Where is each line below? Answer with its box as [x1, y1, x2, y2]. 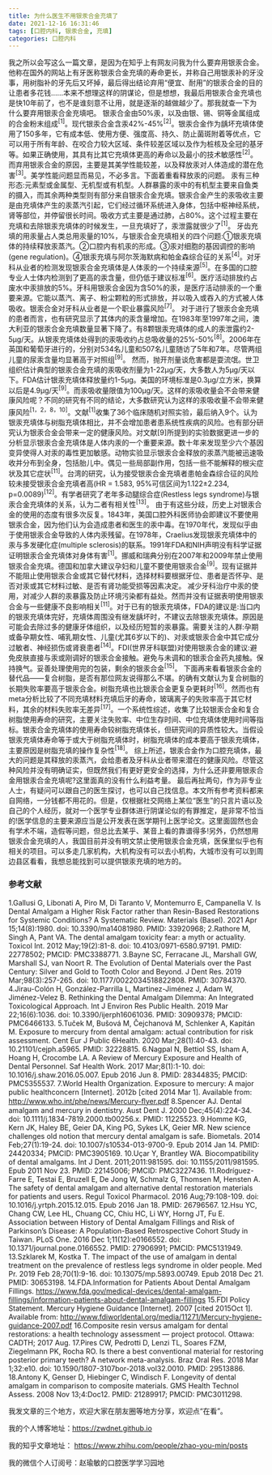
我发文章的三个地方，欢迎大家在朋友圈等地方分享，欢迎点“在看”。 [8, 1406, 228, 1416]
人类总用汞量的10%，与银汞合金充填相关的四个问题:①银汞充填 [50, 231, 261, 241]
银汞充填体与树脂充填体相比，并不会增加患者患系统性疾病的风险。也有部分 [8, 418, 257, 428]
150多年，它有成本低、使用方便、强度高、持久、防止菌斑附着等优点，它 [22, 129, 261, 139]
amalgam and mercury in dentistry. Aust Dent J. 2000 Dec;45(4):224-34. [8, 1105, 253, 1115]
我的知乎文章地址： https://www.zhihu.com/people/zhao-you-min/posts [8, 1440, 249, 1450]
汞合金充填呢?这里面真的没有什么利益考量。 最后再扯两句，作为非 [29, 775, 249, 786]
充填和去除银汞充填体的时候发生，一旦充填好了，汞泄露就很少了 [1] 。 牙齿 [8, 220, 252, 231]
